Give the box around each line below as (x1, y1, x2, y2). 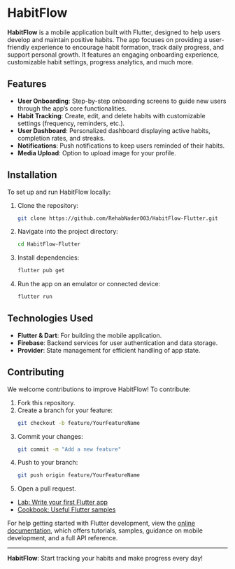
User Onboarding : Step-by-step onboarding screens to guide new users (17, 97, 227, 105)
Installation (7, 169, 57, 181)
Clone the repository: (17, 201, 79, 209)
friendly (7, 43, 30, 51)
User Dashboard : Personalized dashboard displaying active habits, (17, 126, 211, 134)
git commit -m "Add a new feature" (17, 446, 122, 453)
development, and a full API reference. (7, 534, 118, 542)
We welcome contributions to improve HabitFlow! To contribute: (7, 385, 191, 393)
